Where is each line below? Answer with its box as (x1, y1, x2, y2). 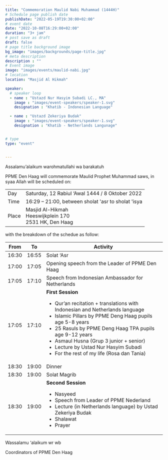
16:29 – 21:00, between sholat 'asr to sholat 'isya (25, 198, 142, 205)
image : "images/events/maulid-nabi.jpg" (5, 68, 91, 73)
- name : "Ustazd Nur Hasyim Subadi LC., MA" (9, 95, 106, 100)
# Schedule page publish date (5, 12, 68, 17)
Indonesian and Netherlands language (54, 306, 144, 313)
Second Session (46, 379, 86, 386)
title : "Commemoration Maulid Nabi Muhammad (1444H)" (5, 7, 120, 12)
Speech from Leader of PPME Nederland (54, 396, 151, 403)
